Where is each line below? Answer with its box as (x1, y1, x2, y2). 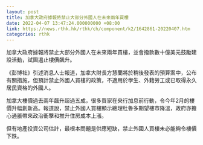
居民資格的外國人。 (6, 84, 54, 91)
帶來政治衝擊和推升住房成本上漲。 (22, 112, 107, 120)
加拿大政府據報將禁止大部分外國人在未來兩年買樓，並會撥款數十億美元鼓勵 (6, 49, 192, 56)
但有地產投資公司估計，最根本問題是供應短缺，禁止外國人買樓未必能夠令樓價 (6, 125, 197, 132)
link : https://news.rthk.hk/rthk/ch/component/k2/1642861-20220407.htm (6, 25, 190, 32)
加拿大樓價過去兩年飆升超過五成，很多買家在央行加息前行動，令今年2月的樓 (6, 97, 195, 105)
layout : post (6, 8, 39, 15)
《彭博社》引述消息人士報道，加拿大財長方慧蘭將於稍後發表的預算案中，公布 (6, 69, 197, 76)
